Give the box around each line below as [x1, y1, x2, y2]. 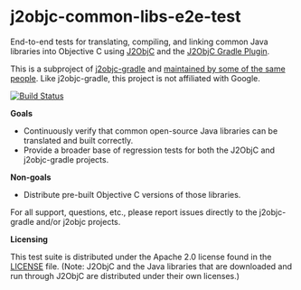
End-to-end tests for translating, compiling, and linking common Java [10, 36, 269, 47]
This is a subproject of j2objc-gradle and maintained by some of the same [10, 63, 286, 74]
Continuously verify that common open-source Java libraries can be [23, 125, 278, 136]
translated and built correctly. [23, 135, 134, 145]
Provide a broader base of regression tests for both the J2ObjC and [23, 145, 275, 155]
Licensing [10, 233, 49, 245]
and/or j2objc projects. [35, 216, 121, 227]
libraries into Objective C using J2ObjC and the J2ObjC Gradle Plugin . [10, 45, 270, 56]
